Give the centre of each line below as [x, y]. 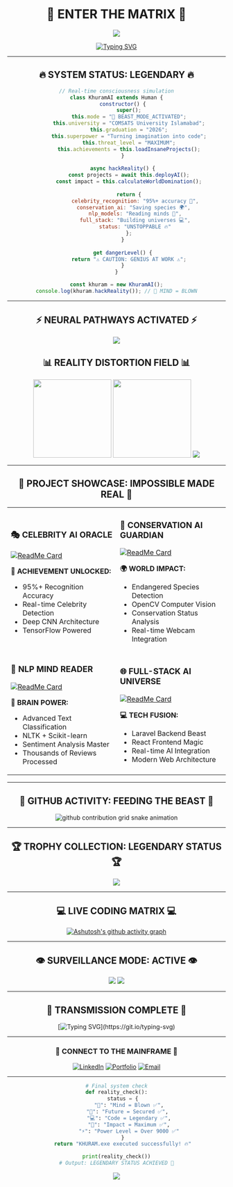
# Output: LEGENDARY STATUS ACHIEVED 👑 [116, 1163]
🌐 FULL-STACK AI [156, 671]
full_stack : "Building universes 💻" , [135, 221]
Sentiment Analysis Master [66, 744]
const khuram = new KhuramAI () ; [116, 285]
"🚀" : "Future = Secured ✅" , [127, 1112]
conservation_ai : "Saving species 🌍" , [133, 207]
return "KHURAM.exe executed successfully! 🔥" [123, 1144]
